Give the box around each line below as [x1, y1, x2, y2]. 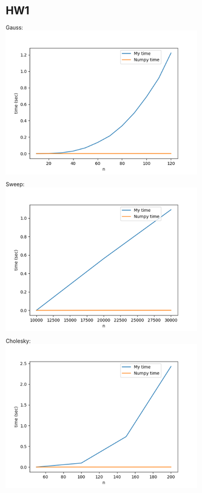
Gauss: [5, 24, 24, 31]
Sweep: [5, 180, 25, 187]
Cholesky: [5, 337, 31, 344]
